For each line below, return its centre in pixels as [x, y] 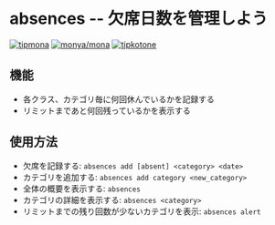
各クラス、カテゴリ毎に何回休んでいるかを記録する [118, 99]
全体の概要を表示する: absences [82, 189]
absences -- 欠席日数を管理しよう [138, 19]
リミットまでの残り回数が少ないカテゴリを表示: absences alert [142, 211]
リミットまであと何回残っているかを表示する [106, 110]
